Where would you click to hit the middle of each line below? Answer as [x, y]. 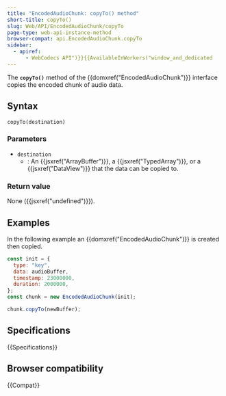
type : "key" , [32, 265]
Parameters [27, 139]
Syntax [23, 106]
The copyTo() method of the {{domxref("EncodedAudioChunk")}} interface [112, 77]
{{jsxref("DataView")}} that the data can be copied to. [103, 168]
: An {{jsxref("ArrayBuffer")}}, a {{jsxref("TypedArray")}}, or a [114, 161]
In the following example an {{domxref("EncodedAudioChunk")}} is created [113, 239]
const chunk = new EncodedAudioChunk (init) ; [72, 297]
